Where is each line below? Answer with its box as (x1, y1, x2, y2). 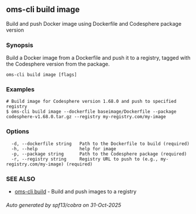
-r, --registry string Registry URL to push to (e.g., (11, 156, 159, 162)
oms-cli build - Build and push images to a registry (14, 188, 137, 195)
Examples (6, 85, 35, 94)
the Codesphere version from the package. (6, 61, 110, 68)
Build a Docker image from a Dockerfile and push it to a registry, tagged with (6, 54, 191, 61)
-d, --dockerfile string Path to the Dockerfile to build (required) (11, 140, 190, 147)
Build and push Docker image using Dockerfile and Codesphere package (6, 20, 182, 27)
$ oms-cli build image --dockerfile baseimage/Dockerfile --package (6, 109, 177, 115)
